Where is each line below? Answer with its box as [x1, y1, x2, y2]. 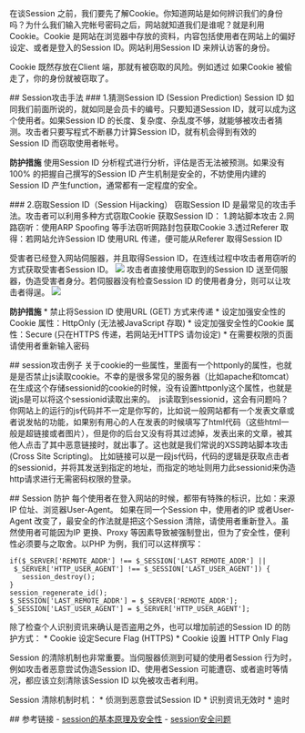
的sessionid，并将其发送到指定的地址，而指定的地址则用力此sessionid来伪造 [9, 463, 296, 473]
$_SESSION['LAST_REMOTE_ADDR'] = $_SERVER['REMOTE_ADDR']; [9, 596, 239, 606]
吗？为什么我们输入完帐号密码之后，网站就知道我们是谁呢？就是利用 [9, 19, 265, 30]
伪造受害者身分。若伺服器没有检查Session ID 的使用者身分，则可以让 [25, 276, 283, 286]
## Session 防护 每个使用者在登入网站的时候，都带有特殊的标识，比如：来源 [9, 493, 296, 504]
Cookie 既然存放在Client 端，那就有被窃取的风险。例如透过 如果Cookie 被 [9, 62, 285, 72]
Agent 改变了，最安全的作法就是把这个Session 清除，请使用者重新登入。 [9, 515, 282, 526]
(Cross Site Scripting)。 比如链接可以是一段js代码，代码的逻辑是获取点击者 [9, 451, 290, 462]
